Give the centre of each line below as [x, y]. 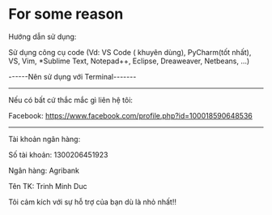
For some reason [66, 14]
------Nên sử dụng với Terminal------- [72, 76]
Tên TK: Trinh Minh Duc [48, 186]
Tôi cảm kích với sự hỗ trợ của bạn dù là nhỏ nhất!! [92, 202]
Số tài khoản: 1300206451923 [58, 154]
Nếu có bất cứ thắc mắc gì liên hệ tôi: [71, 100]
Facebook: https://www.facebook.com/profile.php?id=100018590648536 [130, 115]
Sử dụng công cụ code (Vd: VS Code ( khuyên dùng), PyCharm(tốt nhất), [130, 52]
